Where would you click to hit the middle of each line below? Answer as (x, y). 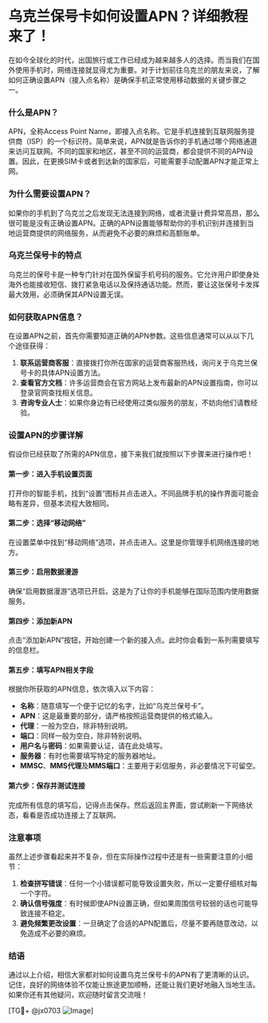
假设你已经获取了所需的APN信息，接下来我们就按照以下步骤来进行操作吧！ (131, 454)
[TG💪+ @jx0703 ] (51, 1011)
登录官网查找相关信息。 (58, 393)
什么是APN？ (33, 113)
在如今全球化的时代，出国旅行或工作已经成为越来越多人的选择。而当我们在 (130, 60)
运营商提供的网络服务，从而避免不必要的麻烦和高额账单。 (109, 233)
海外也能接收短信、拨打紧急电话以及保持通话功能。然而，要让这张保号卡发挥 (134, 284)
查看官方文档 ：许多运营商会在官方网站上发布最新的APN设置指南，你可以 (139, 383)
